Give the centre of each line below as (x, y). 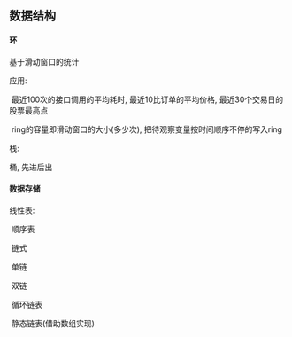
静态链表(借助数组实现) (53, 323)
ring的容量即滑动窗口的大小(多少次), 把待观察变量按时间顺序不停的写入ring (147, 129)
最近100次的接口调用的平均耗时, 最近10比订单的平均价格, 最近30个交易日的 (147, 99)
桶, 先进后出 (31, 167)
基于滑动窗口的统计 (44, 61)
